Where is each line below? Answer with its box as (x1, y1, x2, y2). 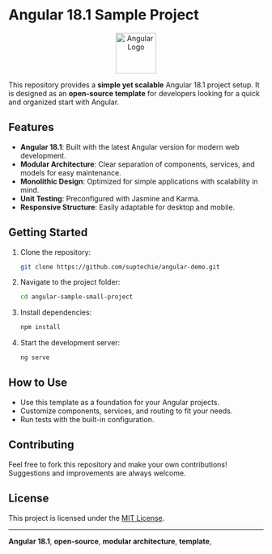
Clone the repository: (19, 247, 91, 256)
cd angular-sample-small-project (19, 293, 134, 301)
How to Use (8, 376, 68, 390)
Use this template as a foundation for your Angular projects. (19, 397, 220, 407)
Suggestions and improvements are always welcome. (8, 467, 186, 478)
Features (8, 121, 54, 134)
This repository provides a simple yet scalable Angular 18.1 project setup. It (8, 79, 261, 90)
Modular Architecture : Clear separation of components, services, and (19, 159, 255, 169)
